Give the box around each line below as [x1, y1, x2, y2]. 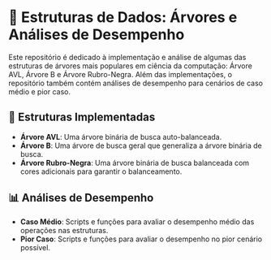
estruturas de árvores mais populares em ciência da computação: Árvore [8, 61, 253, 71]
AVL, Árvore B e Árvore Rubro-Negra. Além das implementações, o [8, 69, 233, 79]
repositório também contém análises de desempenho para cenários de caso [8, 78, 264, 88]
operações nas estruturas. [19, 225, 109, 235]
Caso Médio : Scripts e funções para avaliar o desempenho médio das [19, 216, 255, 227]
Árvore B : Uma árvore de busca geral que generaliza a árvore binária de [19, 141, 262, 150]
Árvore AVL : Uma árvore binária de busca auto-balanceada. [19, 132, 222, 141]
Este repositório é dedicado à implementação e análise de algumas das [8, 52, 247, 62]
